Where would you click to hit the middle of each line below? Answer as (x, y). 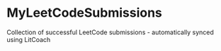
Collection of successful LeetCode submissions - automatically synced (110, 32)
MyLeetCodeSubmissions (84, 13)
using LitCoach (29, 39)
